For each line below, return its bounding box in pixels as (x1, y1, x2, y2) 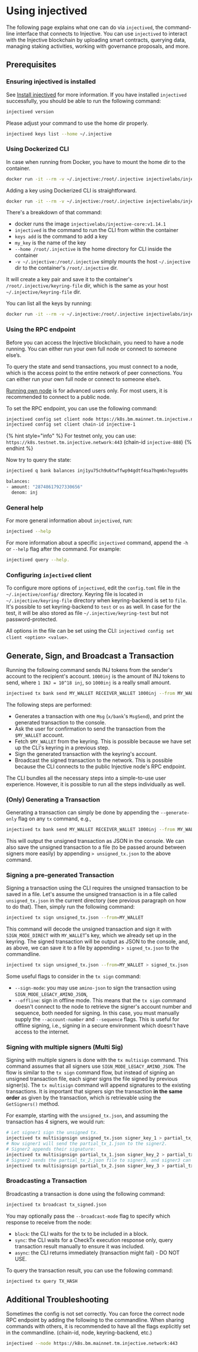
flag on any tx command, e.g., (18, 815, 91, 822)
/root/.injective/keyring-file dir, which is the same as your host (6, 282, 169, 289)
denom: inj (11, 490, 38, 495)
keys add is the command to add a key (14, 233, 108, 240)
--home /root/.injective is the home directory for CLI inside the (14, 246, 172, 253)
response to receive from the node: (6, 1218, 92, 1226)
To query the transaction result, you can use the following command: (6, 1267, 173, 1274)
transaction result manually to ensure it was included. (14, 1242, 145, 1250)
